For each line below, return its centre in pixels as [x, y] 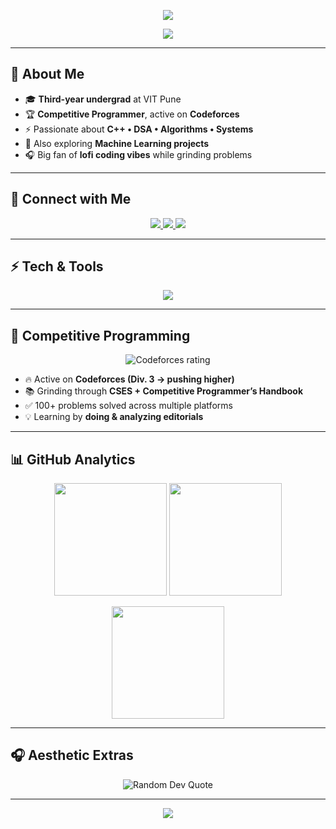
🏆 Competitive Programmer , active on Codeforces [132, 114]
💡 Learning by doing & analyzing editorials [114, 417]
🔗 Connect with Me [71, 199]
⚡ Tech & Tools [57, 266]
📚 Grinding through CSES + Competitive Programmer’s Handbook [164, 391]
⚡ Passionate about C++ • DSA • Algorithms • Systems [139, 129]
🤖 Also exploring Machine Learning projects [117, 143]
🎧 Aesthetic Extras [72, 755]
